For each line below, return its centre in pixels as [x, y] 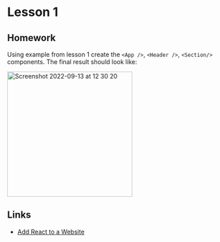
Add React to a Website [51, 232]
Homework [32, 38]
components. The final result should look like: [72, 62]
